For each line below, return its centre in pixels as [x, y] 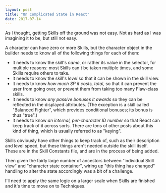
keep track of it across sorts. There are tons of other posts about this [83, 126]
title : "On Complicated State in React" [48, 14]
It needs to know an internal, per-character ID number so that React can [86, 121]
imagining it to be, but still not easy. [41, 38]
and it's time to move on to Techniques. [45, 186]
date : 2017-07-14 [23, 19]
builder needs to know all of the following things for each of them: [72, 53]
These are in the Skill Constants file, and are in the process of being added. [82, 151]
